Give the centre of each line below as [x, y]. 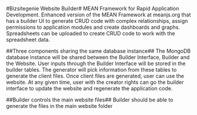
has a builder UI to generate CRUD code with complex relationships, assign [97, 21]
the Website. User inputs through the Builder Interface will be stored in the [96, 63]
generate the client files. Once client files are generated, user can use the [95, 76]
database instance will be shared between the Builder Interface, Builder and [98, 57]
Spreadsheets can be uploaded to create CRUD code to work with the [91, 33]
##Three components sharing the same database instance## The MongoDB [98, 51]
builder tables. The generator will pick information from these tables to [91, 70]
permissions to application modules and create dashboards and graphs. [93, 27]
